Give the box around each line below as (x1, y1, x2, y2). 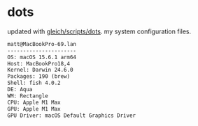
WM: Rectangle (7, 92, 49, 100)
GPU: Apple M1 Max (7, 105, 61, 112)
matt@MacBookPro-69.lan (7, 40, 77, 47)
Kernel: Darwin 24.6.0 (7, 67, 73, 74)
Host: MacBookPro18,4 (7, 60, 71, 67)
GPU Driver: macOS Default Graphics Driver (7, 112, 136, 119)
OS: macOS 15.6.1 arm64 (7, 54, 77, 61)
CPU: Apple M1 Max (7, 99, 61, 106)
